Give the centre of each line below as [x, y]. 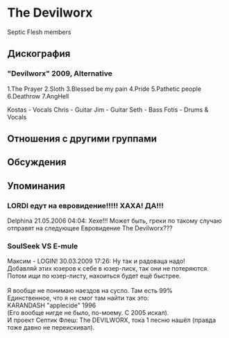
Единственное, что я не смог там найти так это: [78, 298]
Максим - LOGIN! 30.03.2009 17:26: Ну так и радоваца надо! [96, 261]
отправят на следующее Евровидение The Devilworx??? [90, 228]
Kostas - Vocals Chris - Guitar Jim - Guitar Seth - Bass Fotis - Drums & [108, 110]
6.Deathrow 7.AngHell [38, 96]
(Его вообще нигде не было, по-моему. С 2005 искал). [88, 313]
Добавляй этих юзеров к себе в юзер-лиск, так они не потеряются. [108, 269]
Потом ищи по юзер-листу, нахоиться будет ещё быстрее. [94, 276]
